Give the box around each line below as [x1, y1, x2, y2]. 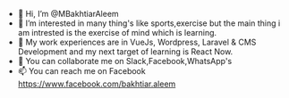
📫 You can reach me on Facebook [17, 66, 146, 76]
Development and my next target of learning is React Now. [17, 46, 234, 57]
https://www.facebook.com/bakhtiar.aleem [17, 78, 176, 89]
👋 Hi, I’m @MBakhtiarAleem [17, 9, 119, 19]
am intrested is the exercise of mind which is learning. [17, 28, 217, 37]
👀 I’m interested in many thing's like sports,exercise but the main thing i [17, 18, 281, 29]
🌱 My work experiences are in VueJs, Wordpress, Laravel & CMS [17, 37, 257, 47]
